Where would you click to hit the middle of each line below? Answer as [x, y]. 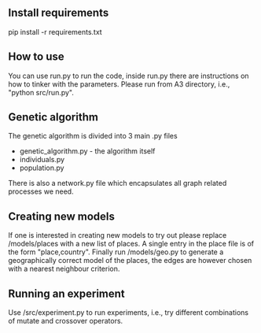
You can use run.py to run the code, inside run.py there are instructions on [129, 76]
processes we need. [41, 191]
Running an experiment [67, 293]
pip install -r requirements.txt [55, 31]
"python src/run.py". [41, 92]
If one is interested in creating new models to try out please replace [118, 235]
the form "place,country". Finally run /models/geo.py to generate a [116, 252]
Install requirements [59, 13]
